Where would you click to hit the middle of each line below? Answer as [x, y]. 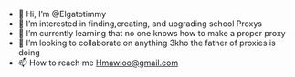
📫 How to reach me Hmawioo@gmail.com [98, 63]
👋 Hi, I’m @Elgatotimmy [62, 14]
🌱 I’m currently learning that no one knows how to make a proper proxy [152, 33]
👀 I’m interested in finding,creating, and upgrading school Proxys [140, 24]
